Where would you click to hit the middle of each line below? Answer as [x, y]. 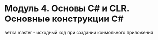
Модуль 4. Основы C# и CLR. [67, 9]
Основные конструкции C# [64, 19]
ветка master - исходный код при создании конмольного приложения [79, 32]
